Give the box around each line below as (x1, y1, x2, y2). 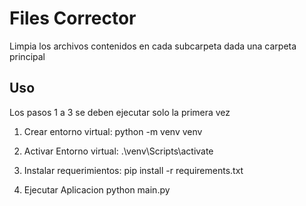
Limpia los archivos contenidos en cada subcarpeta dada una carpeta (9, 40, 297, 52)
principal (9, 50, 46, 62)
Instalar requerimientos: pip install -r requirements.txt (23, 164, 244, 176)
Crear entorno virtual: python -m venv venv (23, 125, 203, 137)
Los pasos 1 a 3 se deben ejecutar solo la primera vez (9, 106, 231, 118)
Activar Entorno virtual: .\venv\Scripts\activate (23, 145, 214, 157)
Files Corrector (9, 7, 137, 30)
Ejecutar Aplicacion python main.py (23, 183, 171, 196)
